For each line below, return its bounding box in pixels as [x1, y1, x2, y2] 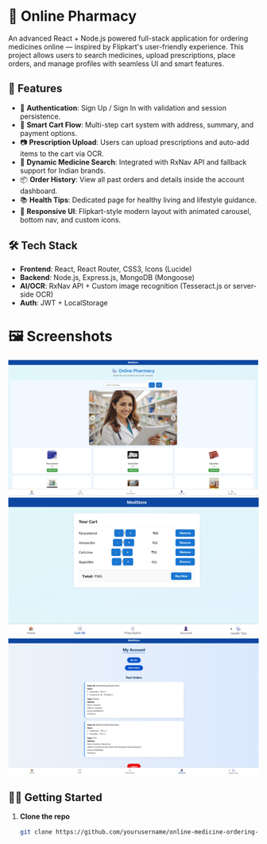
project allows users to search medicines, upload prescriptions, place [8, 50, 236, 60]
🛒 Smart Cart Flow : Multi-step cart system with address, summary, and [19, 119, 254, 130]
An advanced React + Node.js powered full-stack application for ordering [8, 33, 249, 43]
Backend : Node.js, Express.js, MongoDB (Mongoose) [19, 272, 195, 282]
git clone [19, 828, 53, 836]
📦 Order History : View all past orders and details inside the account [19, 174, 245, 184]
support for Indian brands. [19, 165, 106, 175]
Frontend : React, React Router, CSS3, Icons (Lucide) [19, 264, 192, 274]
